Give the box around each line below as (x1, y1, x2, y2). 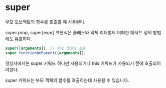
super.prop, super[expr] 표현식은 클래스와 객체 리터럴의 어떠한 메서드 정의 (5, 29, 152, 35)
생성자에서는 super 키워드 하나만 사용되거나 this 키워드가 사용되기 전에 (5, 60, 144, 66)
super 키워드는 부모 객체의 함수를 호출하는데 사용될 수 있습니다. (5, 77, 129, 83)
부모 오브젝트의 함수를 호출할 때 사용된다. (5, 19, 86, 25)
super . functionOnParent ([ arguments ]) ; (5, 50, 86, 55)
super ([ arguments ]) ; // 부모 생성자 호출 (5, 46, 86, 51)
